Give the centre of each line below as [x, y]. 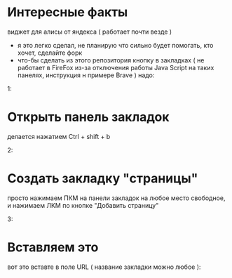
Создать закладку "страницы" [103, 179]
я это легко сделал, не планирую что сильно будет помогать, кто [115, 45]
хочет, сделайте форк [50, 53]
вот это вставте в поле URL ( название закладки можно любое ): [104, 267]
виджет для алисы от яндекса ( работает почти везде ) [90, 32]
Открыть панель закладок [88, 117]
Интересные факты [68, 12]
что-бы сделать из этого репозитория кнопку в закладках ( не [111, 60]
